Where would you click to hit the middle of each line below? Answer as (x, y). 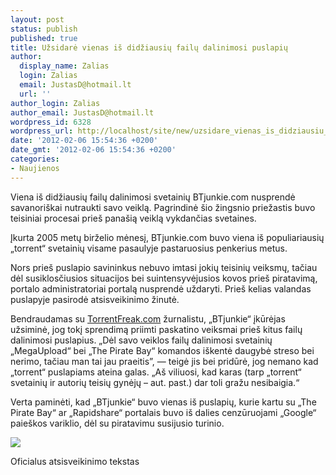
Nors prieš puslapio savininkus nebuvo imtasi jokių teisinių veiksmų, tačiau (164, 267)
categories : (35, 159)
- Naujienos (35, 168)
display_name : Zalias (64, 66)
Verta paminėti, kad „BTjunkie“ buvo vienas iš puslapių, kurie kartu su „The (163, 402)
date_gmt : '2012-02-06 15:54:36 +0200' (93, 150)
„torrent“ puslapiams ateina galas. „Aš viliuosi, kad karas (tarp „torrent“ (156, 372)
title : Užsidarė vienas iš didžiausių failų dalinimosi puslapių (149, 47)
